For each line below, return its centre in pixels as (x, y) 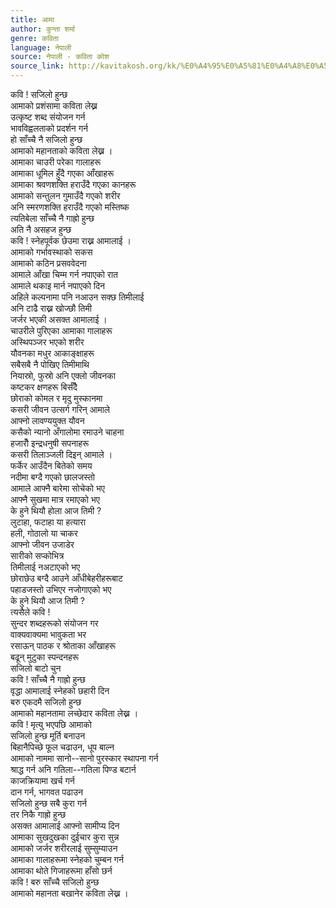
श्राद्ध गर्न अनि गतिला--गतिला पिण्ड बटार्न (73, 769)
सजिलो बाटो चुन (36, 668)
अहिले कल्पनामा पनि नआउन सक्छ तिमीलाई (77, 297)
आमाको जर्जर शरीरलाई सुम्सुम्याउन (64, 848)
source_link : (37, 66)
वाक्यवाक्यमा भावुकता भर (48, 634)
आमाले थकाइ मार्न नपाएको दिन (57, 285)
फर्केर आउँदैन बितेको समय (51, 465)
